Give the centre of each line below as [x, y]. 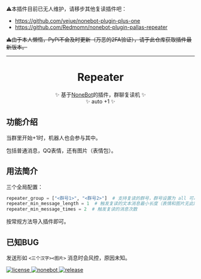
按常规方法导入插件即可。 [38, 221]
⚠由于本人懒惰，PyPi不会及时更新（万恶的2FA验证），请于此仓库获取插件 [96, 40]
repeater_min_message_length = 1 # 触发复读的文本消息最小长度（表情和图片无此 [100, 204]
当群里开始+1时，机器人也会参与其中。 [54, 137]
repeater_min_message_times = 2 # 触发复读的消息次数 [72, 209]
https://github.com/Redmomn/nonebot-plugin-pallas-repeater [91, 27]
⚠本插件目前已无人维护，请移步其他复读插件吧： [67, 9]
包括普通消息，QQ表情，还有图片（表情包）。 [61, 150]
